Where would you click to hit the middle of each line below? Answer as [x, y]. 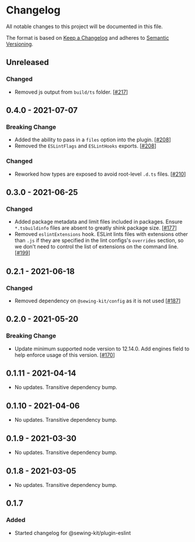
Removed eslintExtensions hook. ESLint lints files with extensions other [101, 234]
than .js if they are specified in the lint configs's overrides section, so [99, 240]
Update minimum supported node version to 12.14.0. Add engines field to [102, 349]
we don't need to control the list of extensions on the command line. [96, 247]
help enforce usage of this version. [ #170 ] [65, 354]
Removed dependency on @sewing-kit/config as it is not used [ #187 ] [97, 301]
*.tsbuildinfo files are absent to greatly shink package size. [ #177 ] [95, 228]
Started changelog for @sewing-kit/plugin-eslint [73, 533]
